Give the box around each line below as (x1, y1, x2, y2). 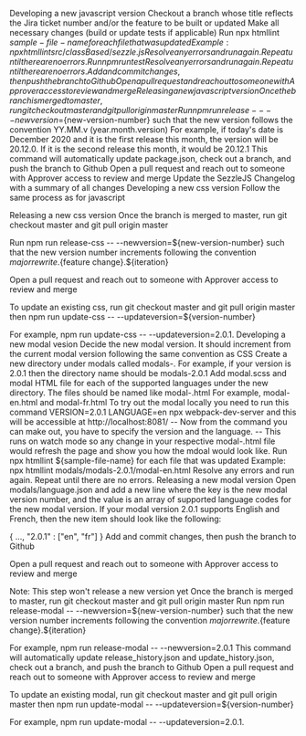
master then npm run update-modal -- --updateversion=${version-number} (9, 699, 294, 710)
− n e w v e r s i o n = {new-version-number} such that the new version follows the (9, 114, 294, 125)
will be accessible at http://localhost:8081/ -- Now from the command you (9, 416, 288, 427)
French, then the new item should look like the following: (9, 513, 222, 524)
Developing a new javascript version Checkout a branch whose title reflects (9, 8, 294, 18)
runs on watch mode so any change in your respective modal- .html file (9, 436, 276, 447)
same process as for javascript (9, 192, 126, 203)
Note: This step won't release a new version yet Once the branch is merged (9, 586, 294, 596)
